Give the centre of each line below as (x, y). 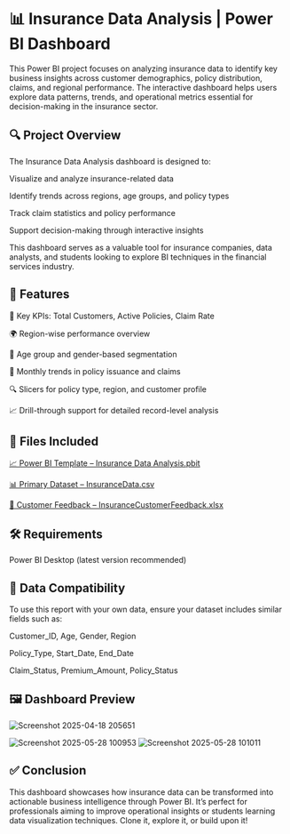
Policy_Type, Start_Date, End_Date (72, 653)
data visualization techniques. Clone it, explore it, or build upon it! (129, 820)
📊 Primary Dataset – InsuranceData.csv (82, 485)
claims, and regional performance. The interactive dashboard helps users (143, 87)
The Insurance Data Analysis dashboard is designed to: (110, 161)
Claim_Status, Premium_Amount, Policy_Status (94, 670)
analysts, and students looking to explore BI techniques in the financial (138, 257)
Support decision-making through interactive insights (106, 230)
